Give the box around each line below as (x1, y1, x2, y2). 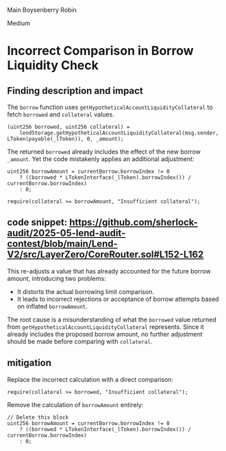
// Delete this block (7, 414, 69, 421)
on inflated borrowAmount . (16, 302, 88, 310)
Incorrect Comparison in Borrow (7, 43, 194, 59)
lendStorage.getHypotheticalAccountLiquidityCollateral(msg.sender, (19, 130, 219, 136)
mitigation (7, 357, 52, 369)
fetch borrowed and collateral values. (7, 110, 114, 119)
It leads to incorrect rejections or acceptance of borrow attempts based (16, 295, 219, 303)
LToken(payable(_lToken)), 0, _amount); (7, 136, 125, 143)
